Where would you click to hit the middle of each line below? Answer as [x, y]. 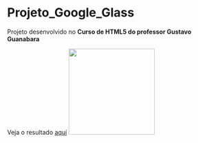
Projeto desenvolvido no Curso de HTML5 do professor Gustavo [99, 32]
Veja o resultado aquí [37, 132]
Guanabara [23, 38]
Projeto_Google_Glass [71, 13]
